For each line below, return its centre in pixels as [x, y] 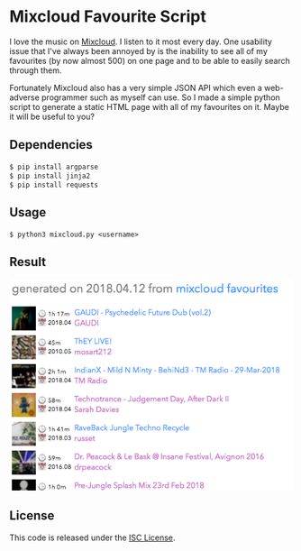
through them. [36, 70]
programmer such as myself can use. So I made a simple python [161, 97]
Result [28, 262]
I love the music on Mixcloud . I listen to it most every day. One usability [141, 41]
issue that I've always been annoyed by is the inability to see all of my [139, 51]
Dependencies [51, 145]
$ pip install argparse [54, 167]
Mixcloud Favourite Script [108, 17]
